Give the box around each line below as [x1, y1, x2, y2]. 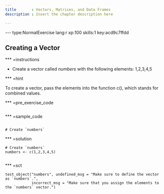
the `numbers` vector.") [5, 185, 56, 190]
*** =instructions [5, 57, 40, 63]
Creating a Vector [5, 44, 60, 52]
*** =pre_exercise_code [5, 100, 54, 106]
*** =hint [5, 75, 24, 81]
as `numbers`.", [5, 176, 38, 181]
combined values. [5, 90, 41, 96]
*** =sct [5, 163, 22, 169]
